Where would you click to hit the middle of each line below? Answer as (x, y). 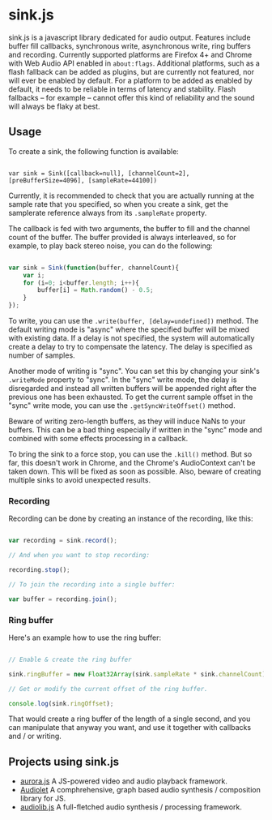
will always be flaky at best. (54, 106)
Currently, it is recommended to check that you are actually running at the (132, 195)
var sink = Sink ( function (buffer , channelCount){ (94, 268)
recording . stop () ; (39, 570)
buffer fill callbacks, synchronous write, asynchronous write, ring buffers (130, 45)
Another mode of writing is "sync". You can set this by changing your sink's (134, 371)
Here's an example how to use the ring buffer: (85, 638)
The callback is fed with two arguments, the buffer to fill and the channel (130, 228)
